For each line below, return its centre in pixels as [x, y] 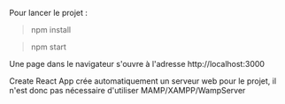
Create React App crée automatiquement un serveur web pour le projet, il [143, 81]
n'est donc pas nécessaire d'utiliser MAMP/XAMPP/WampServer [127, 90]
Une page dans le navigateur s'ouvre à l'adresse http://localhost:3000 [137, 64]
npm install [51, 30]
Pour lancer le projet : [49, 13]
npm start [48, 47]
